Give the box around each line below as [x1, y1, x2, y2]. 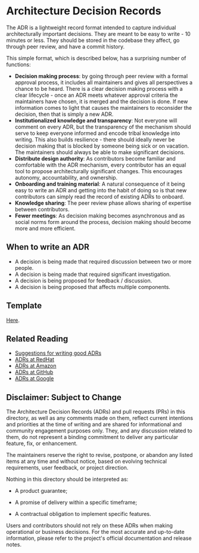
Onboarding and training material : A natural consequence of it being [14, 180, 185, 188]
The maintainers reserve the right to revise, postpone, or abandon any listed [6, 451, 193, 459]
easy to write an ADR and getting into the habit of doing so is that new [14, 186, 187, 193]
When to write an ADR [6, 242, 89, 252]
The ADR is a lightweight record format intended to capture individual [6, 24, 176, 31]
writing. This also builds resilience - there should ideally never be [14, 136, 175, 143]
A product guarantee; [14, 487, 67, 494]
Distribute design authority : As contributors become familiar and [14, 155, 176, 162]
